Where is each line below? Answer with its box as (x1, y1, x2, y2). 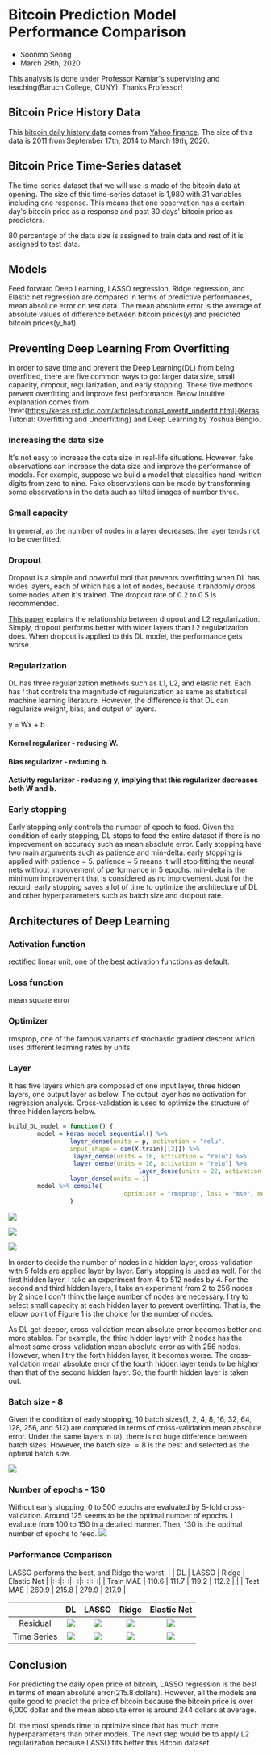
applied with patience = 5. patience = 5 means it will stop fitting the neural (8, 857, 255, 866)
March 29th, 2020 (19, 58, 81, 68)
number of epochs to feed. (8, 1529, 98, 1539)
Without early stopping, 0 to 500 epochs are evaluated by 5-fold (8, 1502, 223, 1512)
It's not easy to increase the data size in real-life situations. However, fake (8, 453, 254, 463)
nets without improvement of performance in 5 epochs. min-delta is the (8, 865, 246, 875)
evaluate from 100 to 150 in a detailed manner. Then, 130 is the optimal (8, 1519, 243, 1529)
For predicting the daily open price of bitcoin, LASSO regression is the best (8, 1679, 257, 1689)
